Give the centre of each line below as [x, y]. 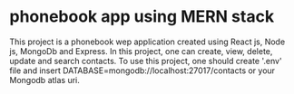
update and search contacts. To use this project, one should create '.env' [146, 61]
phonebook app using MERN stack [142, 17]
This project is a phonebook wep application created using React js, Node [147, 42]
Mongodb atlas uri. [44, 80]
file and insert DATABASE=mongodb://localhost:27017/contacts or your [142, 70]
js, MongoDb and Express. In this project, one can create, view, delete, [141, 51]
